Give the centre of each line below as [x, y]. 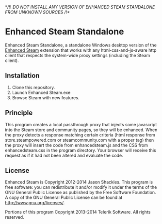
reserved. [15, 217]
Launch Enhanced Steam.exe [41, 92]
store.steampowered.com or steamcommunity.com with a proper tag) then [80, 140]
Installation [22, 76]
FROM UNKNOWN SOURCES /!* [38, 12]
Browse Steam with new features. [46, 97]
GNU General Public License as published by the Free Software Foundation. [81, 193]
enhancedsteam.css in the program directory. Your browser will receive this [81, 150]
